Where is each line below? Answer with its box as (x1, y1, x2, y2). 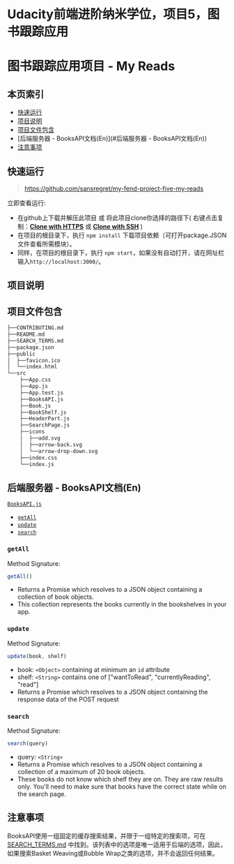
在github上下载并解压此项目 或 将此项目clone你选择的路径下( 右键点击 (17, 214, 218, 222)
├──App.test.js (19, 389, 64, 396)
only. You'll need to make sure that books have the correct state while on (17, 782, 226, 791)
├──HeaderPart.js (19, 415, 70, 422)
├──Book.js (19, 402, 52, 409)
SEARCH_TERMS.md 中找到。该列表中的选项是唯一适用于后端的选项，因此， (7, 840, 227, 849)
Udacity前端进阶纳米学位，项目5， (7, 6, 208, 22)
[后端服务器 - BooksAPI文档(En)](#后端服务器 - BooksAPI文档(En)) (17, 134, 208, 143)
